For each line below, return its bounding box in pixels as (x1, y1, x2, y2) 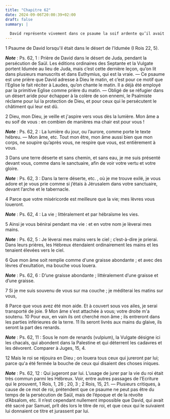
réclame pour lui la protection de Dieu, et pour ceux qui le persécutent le (5, 98, 157, 104)
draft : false (5, 17, 33, 22)
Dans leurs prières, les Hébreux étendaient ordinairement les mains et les (5, 242, 158, 248)
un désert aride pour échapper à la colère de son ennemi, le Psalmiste (5, 93, 152, 99)
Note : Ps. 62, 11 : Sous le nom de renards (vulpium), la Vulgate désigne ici (5, 334, 161, 340)
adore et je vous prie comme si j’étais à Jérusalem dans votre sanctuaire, (5, 181, 158, 187)
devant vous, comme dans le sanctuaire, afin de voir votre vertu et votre (5, 160, 156, 166)
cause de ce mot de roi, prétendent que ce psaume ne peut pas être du (5, 386, 155, 392)
